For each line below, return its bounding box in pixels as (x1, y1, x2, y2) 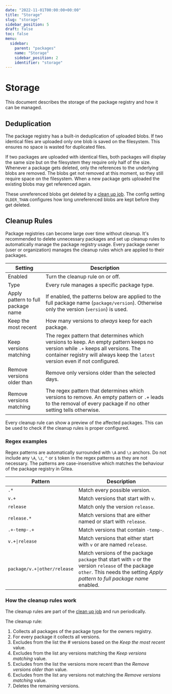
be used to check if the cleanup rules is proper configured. (5, 425, 130, 431)
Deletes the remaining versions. (12, 683, 80, 689)
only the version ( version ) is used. (46, 306, 128, 313)
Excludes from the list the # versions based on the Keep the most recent (12, 639, 165, 645)
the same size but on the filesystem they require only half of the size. (5, 160, 151, 165)
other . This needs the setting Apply (78, 569, 163, 576)
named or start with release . (78, 518, 147, 525)
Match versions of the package (78, 549, 154, 557)
